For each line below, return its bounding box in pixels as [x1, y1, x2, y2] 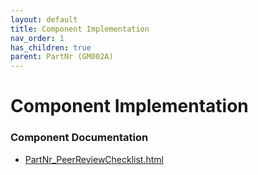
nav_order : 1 [10, 33, 65, 43]
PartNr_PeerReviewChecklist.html [24, 153, 164, 165]
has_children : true [10, 42, 92, 53]
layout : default [10, 14, 78, 25]
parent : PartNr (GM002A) [10, 52, 114, 62]
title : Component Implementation [10, 24, 150, 34]
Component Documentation [10, 131, 149, 145]
